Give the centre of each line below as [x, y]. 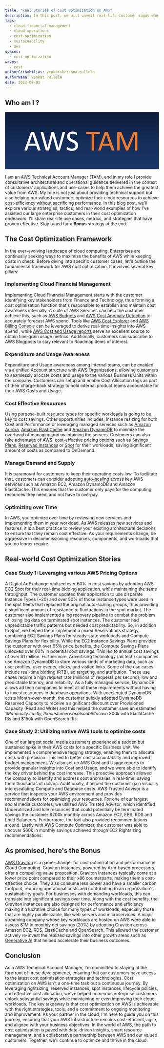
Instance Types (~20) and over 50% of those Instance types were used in [79, 599]
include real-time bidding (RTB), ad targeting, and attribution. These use [78, 672]
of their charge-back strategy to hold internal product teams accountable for [82, 385]
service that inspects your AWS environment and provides [63, 793]
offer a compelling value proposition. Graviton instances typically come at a [81, 873]
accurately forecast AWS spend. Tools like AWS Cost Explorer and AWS [77, 321]
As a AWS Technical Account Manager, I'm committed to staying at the [76, 967]
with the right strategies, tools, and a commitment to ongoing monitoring [78, 1009]
